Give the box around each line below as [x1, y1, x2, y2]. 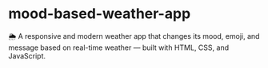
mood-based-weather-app [8, 5, 191, 23]
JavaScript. [8, 51, 46, 60]
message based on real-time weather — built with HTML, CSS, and [8, 43, 230, 52]
